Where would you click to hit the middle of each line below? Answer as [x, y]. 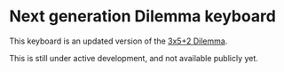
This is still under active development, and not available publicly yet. [134, 58]
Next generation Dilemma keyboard [143, 16]
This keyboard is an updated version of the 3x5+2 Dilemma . [118, 41]
